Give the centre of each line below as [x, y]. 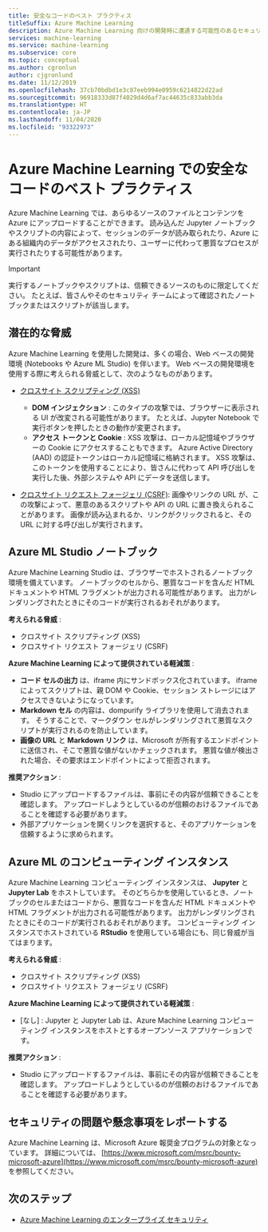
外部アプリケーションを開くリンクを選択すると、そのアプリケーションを [138, 825]
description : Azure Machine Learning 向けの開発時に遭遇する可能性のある [123, 30]
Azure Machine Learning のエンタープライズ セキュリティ [114, 1219]
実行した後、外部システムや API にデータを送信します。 [123, 477]
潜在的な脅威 [40, 333]
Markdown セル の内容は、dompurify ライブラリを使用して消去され [131, 710]
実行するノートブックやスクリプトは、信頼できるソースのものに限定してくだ [134, 285]
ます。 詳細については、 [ [63, 1152]
